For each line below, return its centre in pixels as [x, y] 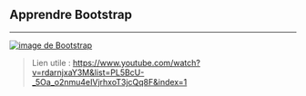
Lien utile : [51, 62]
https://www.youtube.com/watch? [136, 62]
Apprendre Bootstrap [71, 15]
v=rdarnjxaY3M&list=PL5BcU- [88, 72]
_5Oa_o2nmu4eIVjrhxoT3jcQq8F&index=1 [109, 82]
